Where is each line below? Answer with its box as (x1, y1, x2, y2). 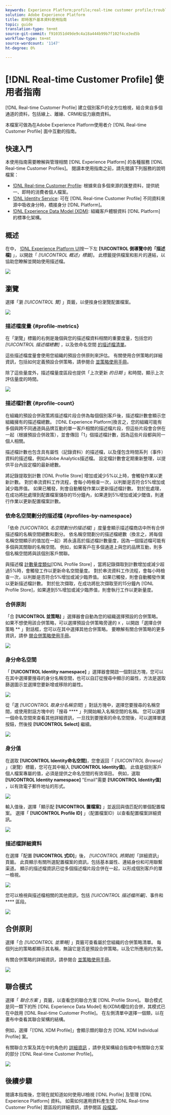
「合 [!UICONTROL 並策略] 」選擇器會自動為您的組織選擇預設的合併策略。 (5, 614, 161, 620)
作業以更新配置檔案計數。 (9, 498, 64, 504)
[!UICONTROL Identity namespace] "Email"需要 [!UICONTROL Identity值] (5, 776, 161, 783)
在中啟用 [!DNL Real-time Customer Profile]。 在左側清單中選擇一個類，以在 (5, 1010, 164, 1016)
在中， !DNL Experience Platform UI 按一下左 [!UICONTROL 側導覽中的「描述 (5, 246, 165, 252)
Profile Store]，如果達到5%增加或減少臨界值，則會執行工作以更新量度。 (5, 586, 156, 593)
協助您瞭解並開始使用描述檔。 (5, 258, 68, 265)
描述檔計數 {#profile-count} (5, 400, 75, 407)
